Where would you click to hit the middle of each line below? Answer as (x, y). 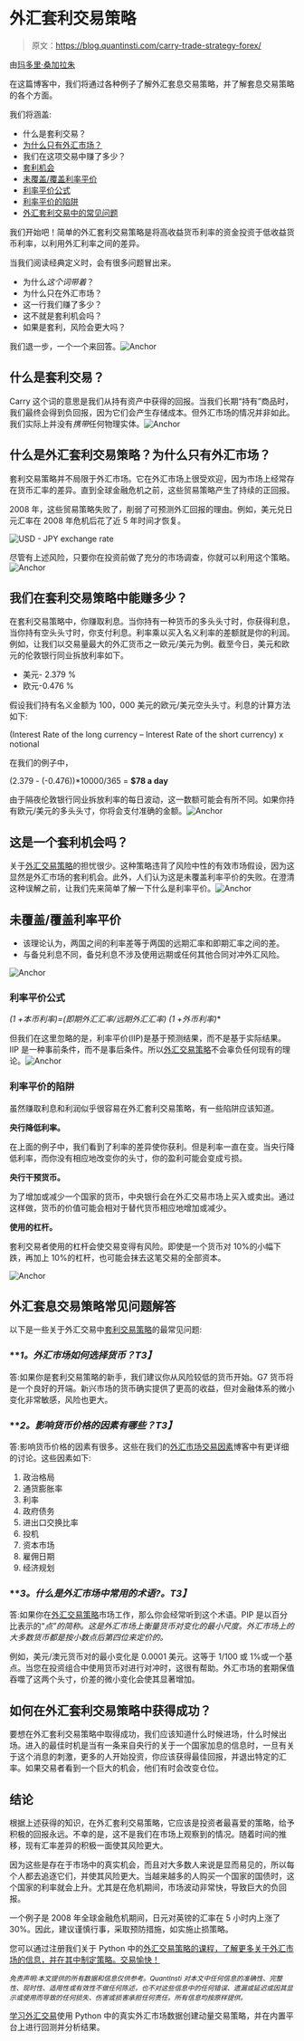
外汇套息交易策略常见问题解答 (93, 1306)
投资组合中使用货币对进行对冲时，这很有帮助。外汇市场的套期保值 (171, 1668)
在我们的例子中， (41, 763)
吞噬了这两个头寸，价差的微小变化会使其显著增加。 (104, 1679)
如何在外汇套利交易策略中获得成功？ (110, 1710)
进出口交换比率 (50, 1522)
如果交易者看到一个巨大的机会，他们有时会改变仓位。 (124, 1768)
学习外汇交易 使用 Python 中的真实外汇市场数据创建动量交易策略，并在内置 (148, 2016)
